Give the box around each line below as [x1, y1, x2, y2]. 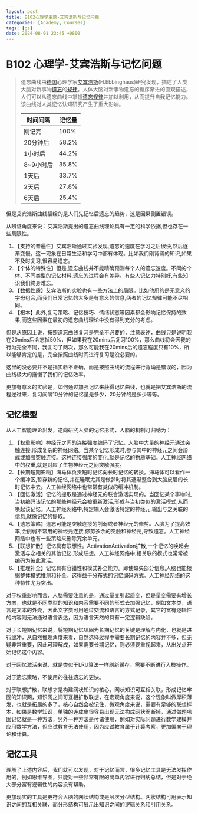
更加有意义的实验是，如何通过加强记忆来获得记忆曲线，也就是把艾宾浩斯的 [6, 383, 187, 391]
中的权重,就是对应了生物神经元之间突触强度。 [14, 461, 125, 468]
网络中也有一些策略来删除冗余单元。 [14, 535, 103, 542]
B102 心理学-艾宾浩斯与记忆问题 [6, 58, 162, 71]
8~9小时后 [23, 160, 53, 169]
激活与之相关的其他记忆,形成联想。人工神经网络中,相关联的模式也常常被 [14, 549, 189, 556]
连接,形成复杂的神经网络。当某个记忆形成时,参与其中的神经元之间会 [19, 446, 183, 453]
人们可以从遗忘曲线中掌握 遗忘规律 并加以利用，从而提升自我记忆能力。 [20, 93, 192, 100]
